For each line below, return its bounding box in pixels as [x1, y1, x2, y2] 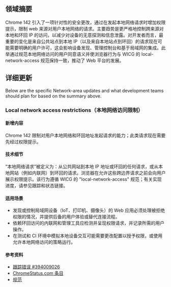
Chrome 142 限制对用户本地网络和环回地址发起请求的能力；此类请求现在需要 [5, 132, 166, 138]
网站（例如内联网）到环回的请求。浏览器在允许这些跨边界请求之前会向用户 [9, 170, 166, 176]
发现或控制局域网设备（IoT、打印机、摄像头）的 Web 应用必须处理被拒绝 [12, 207, 165, 213]
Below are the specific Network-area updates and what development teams [5, 87, 164, 93]
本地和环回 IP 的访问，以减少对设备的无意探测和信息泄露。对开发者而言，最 [5, 32, 164, 38]
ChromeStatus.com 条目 [12, 270, 64, 276]
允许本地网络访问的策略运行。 [12, 239, 75, 245]
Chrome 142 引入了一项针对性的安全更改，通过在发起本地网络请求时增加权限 [5, 19, 166, 25]
